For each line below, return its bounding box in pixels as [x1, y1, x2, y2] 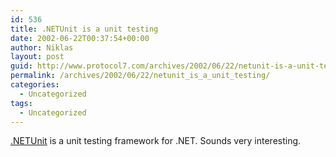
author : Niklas [10, 42, 74, 53]
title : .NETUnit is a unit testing [10, 24, 159, 34]
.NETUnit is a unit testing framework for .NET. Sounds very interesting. [10, 135, 302, 147]
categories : [10, 80, 60, 90]
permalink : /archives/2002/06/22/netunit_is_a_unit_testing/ [10, 71, 271, 81]
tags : [10, 98, 33, 108]
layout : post [10, 52, 65, 62]
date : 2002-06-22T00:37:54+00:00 [10, 33, 150, 43]
